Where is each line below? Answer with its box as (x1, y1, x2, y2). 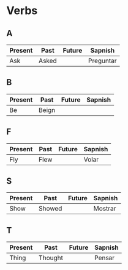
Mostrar (93, 204, 116, 213)
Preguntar (88, 56, 118, 65)
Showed (39, 204, 62, 213)
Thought (39, 253, 63, 262)
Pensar (94, 253, 115, 262)
